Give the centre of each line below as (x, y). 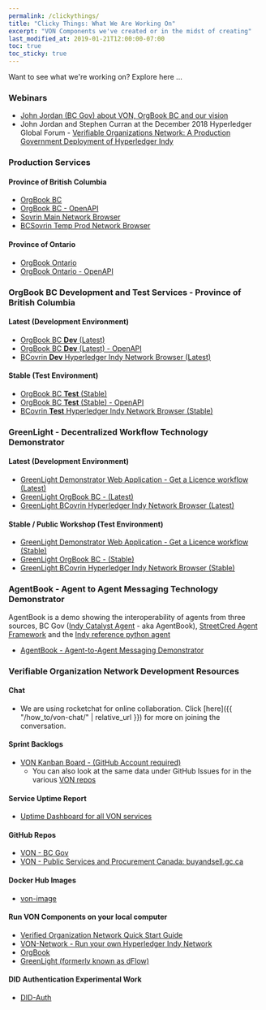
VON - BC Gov (44, 853)
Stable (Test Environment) (54, 375)
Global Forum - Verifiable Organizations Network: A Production (125, 133)
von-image (38, 898)
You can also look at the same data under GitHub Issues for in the (142, 771)
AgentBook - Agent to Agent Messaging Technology (114, 589)
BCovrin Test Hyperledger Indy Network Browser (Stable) (116, 410)
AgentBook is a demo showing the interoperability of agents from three (127, 617)
